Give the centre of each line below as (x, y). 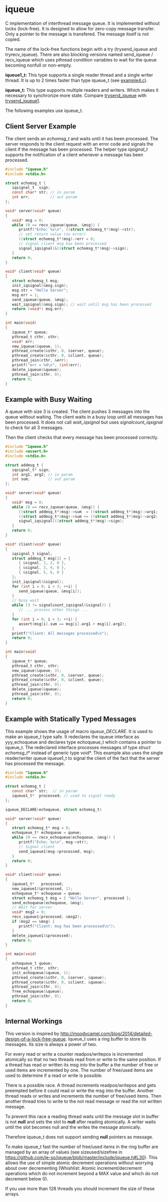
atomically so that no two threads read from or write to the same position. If (83, 1059)
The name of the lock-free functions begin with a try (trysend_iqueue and (81, 49)
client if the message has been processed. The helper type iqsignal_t (76, 149)
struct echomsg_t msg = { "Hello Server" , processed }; (71, 898)
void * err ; (23, 341)
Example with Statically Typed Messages (71, 719)
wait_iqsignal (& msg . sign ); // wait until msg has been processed (81, 304)
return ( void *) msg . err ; (38, 309)
